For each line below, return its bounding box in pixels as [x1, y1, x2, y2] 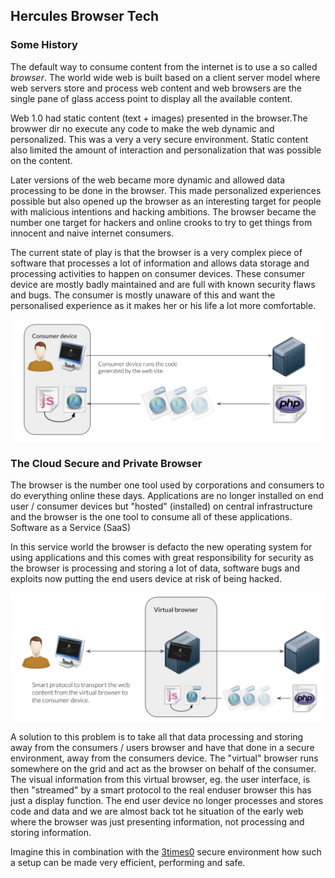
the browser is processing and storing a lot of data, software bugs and [10, 562, 300, 574]
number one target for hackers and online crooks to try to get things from [10, 216, 313, 228]
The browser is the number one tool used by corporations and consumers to [10, 479, 325, 491]
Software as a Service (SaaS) [10, 522, 132, 534]
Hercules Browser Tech [10, 8, 160, 25]
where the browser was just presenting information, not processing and [10, 815, 305, 828]
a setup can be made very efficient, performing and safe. [10, 856, 246, 868]
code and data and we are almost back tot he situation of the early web [10, 805, 304, 817]
